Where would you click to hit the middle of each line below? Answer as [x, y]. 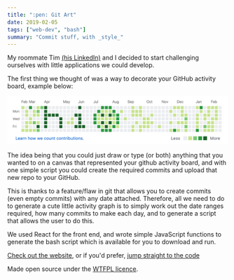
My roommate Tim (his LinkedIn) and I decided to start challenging [103, 58]
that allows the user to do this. [51, 221]
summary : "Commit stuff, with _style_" [66, 37]
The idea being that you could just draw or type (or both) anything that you [115, 155]
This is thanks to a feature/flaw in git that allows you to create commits [109, 191]
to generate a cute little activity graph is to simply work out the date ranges [116, 206]
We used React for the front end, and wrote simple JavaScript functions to [115, 234]
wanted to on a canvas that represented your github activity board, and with [117, 162]
